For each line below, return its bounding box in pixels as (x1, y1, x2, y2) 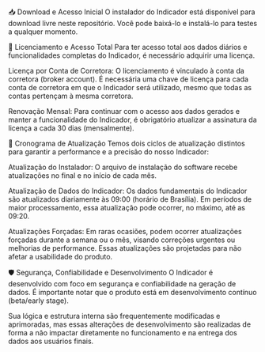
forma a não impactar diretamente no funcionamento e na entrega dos (8, 328, 237, 337)
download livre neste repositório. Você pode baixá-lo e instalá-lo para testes (8, 19, 258, 28)
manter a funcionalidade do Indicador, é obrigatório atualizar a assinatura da (8, 115, 257, 124)
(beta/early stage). (8, 296, 69, 305)
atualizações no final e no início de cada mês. (8, 171, 157, 180)
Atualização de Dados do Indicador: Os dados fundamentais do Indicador (8, 186, 248, 195)
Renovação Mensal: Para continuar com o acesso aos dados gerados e (8, 107, 240, 115)
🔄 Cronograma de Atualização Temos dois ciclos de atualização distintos (8, 138, 245, 148)
